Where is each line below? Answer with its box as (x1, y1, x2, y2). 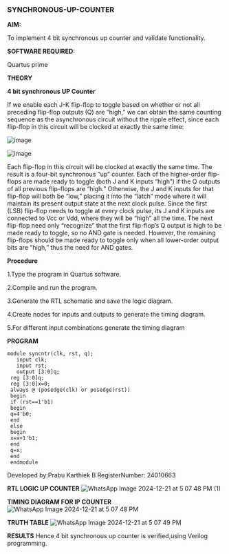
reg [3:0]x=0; (10, 381, 51, 388)
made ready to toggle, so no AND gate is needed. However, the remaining (7, 229, 216, 237)
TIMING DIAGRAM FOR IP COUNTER (7, 498, 112, 506)
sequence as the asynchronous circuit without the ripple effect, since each (7, 115, 219, 123)
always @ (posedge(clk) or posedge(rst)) (10, 386, 131, 394)
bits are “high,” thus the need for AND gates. (7, 244, 133, 252)
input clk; (16, 357, 48, 364)
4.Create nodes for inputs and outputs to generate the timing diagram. (7, 310, 206, 319)
